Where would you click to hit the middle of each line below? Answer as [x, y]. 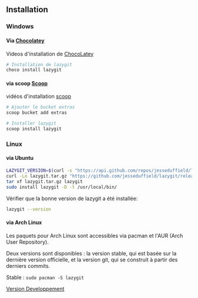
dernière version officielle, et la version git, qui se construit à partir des [92, 260]
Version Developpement [35, 289]
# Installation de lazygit [39, 64]
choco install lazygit [34, 70]
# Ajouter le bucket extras [41, 107]
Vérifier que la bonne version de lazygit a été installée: [72, 198]
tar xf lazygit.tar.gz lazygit [44, 181]
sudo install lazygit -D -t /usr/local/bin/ [62, 187]
